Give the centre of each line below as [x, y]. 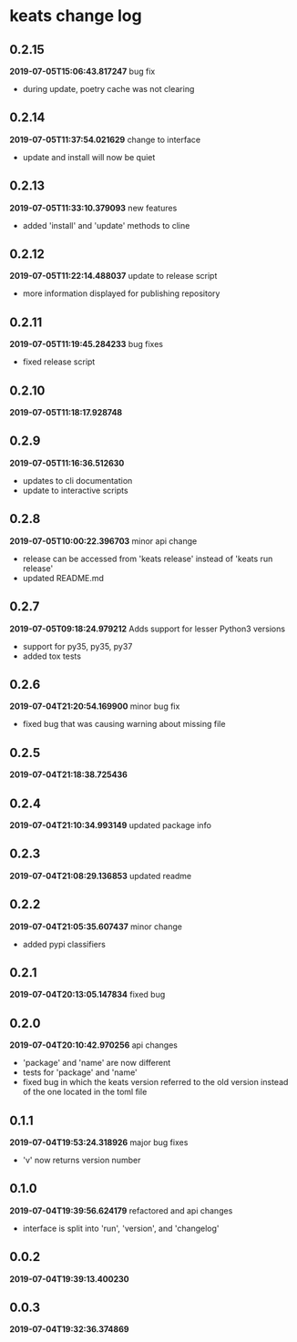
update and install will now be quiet [89, 157]
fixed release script [59, 362]
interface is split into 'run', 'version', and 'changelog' [121, 1228]
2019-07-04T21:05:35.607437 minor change [96, 927]
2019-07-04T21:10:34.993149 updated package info [111, 825]
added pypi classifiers [64, 944]
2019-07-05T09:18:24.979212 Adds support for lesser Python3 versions [147, 629]
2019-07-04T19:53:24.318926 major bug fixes [99, 1142]
